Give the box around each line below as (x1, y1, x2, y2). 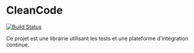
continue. (6, 41, 30, 48)
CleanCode (6, 4, 63, 17)
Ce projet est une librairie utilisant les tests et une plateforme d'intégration (6, 35, 189, 42)
